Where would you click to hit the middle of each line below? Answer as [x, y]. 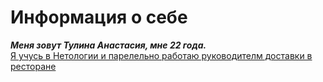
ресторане [33, 66]
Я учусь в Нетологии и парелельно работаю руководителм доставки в [161, 55]
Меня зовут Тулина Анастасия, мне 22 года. [108, 45]
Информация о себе [99, 17]
